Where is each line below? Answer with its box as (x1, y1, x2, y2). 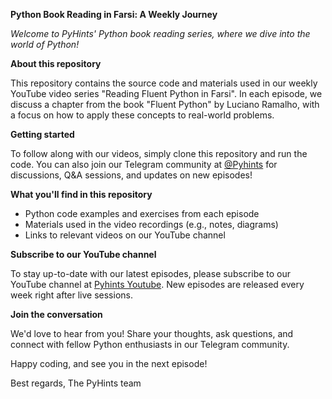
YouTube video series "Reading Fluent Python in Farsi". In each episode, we (10, 88, 323, 99)
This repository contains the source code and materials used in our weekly (10, 77, 318, 89)
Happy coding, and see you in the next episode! (10, 358, 208, 369)
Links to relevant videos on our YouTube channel (24, 229, 226, 241)
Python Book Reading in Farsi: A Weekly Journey (10, 9, 218, 20)
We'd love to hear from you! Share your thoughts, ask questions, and (10, 328, 294, 339)
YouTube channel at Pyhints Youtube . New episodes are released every (10, 279, 305, 290)
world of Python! (10, 39, 80, 50)
